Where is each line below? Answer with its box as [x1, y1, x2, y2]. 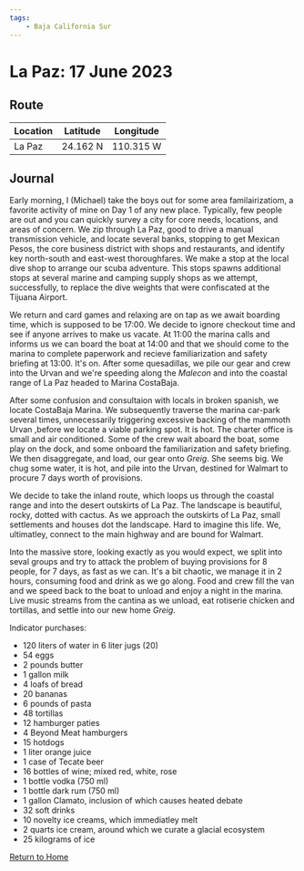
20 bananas [22, 689, 68, 700]
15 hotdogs [22, 737, 65, 748]
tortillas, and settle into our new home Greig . [9, 605, 176, 616]
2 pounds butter [22, 659, 84, 670]
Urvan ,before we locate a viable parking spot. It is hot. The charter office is [9, 424, 294, 435]
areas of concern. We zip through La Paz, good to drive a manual [9, 224, 254, 235]
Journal [9, 171, 55, 186]
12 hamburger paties [22, 718, 100, 729]
